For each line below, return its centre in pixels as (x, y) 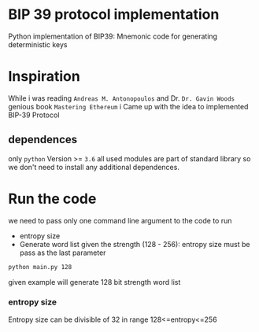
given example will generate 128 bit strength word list (94, 282)
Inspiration (44, 77)
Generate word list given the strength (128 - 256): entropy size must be (135, 244)
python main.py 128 (40, 267)
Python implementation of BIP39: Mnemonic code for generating (113, 36)
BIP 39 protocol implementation (114, 15)
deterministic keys (38, 44)
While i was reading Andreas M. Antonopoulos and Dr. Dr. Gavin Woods (121, 98)
